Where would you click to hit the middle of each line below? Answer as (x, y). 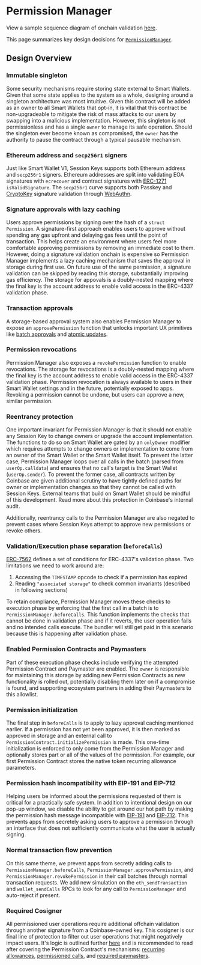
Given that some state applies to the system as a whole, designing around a (100, 95)
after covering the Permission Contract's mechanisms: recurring (85, 949)
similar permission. (29, 401)
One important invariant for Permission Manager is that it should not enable (99, 430)
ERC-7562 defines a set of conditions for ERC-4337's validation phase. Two (100, 559)
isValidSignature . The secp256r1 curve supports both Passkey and (89, 187)
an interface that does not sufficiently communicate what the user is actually (101, 828)
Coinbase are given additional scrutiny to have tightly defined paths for (94, 481)
